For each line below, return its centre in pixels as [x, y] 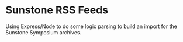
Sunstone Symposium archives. [44, 32]
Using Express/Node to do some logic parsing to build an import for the [91, 26]
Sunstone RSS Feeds [57, 10]
